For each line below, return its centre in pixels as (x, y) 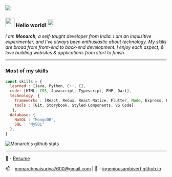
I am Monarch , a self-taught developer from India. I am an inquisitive (79, 36)
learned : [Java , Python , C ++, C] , (48, 86)
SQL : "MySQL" (29, 124)
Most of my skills (27, 71)
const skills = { (24, 82)
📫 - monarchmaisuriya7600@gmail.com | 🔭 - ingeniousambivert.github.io (83, 169)
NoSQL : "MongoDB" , (35, 120)
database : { (23, 115)
